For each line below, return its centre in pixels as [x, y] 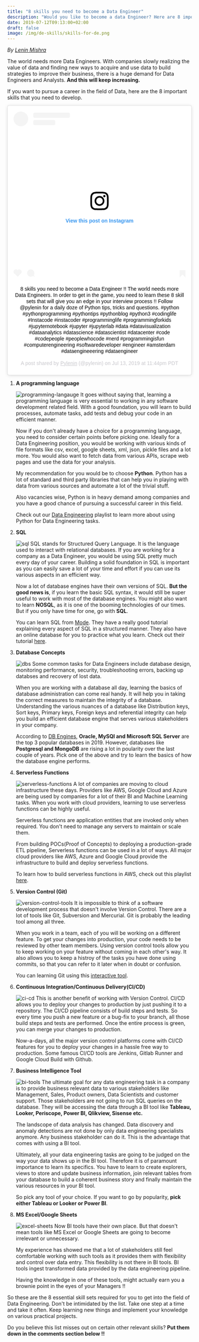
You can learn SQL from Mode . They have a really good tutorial [92, 622]
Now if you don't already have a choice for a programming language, [99, 431]
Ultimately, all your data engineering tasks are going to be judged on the [103, 1154]
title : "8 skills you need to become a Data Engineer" [76, 11]
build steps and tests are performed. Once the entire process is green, [100, 1023]
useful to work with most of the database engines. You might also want [101, 598]
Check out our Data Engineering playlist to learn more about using [95, 515]
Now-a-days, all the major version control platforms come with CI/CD [99, 1040]
